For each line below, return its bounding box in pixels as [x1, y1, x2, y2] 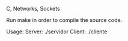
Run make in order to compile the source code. [6, 17, 123, 23]
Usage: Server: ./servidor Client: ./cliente [6, 28, 108, 35]
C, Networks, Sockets [6, 5, 60, 12]
